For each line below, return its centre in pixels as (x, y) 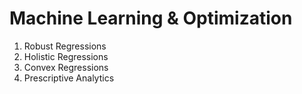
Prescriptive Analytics (69, 78)
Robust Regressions (65, 46)
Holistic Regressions (66, 56)
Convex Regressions (66, 67)
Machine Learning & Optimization (151, 18)
